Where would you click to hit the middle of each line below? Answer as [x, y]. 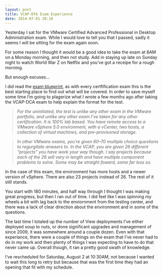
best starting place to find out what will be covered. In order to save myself [80, 92]
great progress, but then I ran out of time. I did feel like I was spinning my [78, 197]
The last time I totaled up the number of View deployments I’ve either [74, 221]
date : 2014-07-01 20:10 [29, 18]
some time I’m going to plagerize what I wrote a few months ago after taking [81, 97]
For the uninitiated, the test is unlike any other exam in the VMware [84, 111]
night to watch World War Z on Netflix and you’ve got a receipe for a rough [80, 63]
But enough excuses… [27, 77]
